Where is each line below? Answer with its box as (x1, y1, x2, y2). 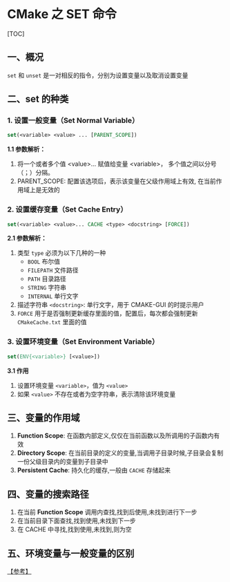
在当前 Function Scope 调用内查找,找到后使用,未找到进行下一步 (17, 508, 198, 516)
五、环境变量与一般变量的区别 (7, 547, 135, 559)
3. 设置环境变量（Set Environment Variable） (7, 337, 160, 346)
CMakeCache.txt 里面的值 (17, 318, 87, 326)
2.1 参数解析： (7, 234, 47, 243)
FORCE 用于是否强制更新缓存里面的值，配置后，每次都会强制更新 (17, 309, 198, 318)
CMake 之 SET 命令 (7, 6, 117, 22)
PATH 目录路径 (27, 274, 67, 283)
